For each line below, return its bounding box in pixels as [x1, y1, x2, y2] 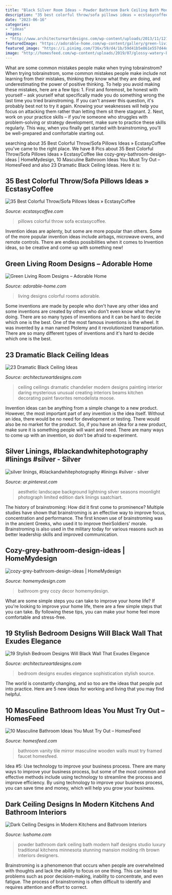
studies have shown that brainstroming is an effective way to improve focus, [5, 509, 166, 516]
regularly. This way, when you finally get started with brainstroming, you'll [5, 124, 161, 131]
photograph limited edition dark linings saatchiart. [17, 494, 123, 500]
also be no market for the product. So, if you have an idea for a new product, [5, 421, 167, 427]
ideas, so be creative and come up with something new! [5, 244, 123, 251]
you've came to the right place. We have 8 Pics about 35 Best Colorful [5, 145, 154, 151]
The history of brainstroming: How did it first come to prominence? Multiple [5, 504, 164, 510]
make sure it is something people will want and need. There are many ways [5, 427, 164, 433]
